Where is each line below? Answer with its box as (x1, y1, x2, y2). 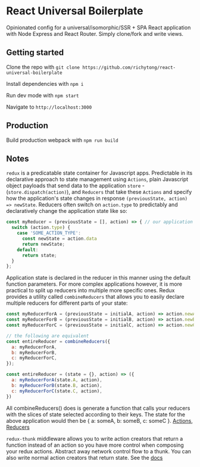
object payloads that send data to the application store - (6, 182, 145, 189)
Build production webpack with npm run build (6, 136, 119, 144)
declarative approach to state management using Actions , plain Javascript (6, 176, 189, 183)
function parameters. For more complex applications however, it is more (6, 280, 183, 287)
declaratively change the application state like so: (6, 208, 128, 215)
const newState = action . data (21, 236, 97, 242)
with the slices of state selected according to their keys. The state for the (6, 410, 186, 418)
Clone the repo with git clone (6, 63, 80, 70)
